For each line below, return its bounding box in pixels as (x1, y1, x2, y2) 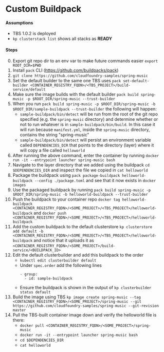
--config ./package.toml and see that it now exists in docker (34, 177, 156, 183)
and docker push (34, 210, 67, 216)
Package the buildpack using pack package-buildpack (12, 172, 120, 178)
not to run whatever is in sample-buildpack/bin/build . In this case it (19, 121, 155, 127)
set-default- (123, 78, 150, 83)
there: (12, 317, 25, 323)
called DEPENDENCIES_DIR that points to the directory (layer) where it (19, 142, 154, 148)
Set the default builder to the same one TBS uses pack (12, 77, 121, 83)
